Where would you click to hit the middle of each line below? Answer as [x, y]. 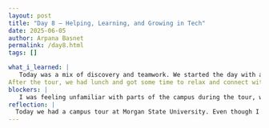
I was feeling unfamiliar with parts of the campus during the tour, [137, 97]
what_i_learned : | [39, 68]
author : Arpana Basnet [46, 38]
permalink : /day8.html [46, 46]
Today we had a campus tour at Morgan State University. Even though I [138, 112]
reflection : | [32, 105]
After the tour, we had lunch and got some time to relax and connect [128, 82]
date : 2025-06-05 [37, 30]
